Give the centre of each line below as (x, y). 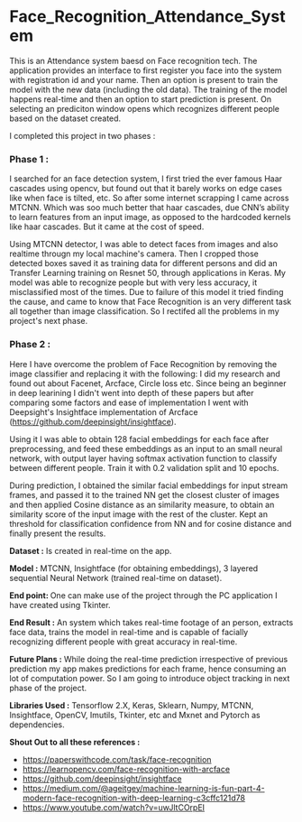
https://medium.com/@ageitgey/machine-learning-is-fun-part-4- (143, 788)
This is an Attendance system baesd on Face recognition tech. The (133, 60)
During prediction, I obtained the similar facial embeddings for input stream (149, 485)
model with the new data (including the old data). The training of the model (148, 89)
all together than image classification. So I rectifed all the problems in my (144, 311)
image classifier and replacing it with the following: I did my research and (145, 374)
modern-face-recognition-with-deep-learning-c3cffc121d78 (134, 798)
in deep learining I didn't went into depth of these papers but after (132, 393)
